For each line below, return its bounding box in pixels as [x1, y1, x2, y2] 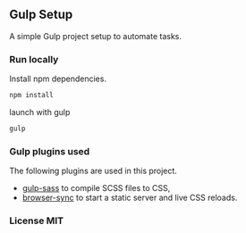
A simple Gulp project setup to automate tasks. [9, 30, 182, 41]
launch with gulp [9, 106, 71, 117]
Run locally [9, 53, 59, 65]
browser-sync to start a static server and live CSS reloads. [21, 192, 238, 204]
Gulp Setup [9, 7, 73, 22]
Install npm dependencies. [9, 73, 107, 84]
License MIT [9, 214, 64, 227]
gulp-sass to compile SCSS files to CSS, [21, 183, 171, 194]
